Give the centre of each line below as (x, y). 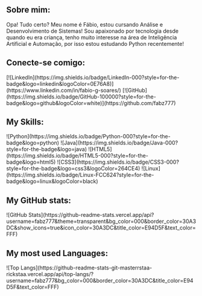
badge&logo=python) (33, 143)
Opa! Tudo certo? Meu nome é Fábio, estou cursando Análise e (85, 24)
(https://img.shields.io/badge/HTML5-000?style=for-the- (77, 156)
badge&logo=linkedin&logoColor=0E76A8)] (60, 83)
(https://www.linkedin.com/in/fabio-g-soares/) (64, 90)
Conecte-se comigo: (46, 63)
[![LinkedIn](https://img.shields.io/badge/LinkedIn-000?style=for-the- (93, 77)
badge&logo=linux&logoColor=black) (52, 181)
